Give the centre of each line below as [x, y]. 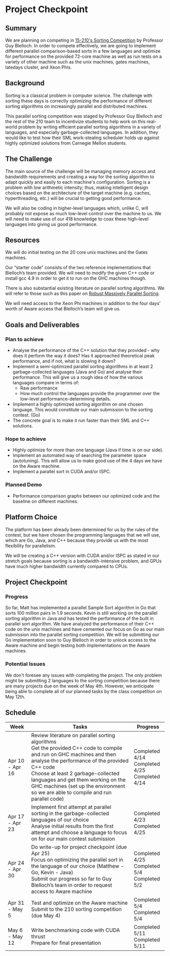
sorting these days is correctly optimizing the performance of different [79, 101]
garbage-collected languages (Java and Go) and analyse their [77, 372]
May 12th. [15, 697]
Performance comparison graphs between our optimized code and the [86, 496]
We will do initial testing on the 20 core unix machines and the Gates [77, 252]
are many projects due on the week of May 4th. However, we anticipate [80, 686]
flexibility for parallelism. [31, 546]
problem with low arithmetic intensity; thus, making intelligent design [77, 187]
